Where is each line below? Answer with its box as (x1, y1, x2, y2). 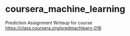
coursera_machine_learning (5, 3, 125, 15)
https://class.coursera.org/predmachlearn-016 (5, 25, 102, 31)
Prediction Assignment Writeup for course (5, 20, 92, 26)
